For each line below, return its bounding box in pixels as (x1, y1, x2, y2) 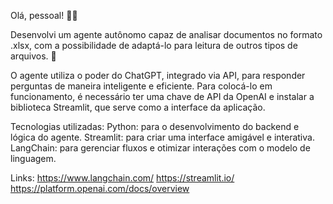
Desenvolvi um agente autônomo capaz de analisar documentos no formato (10, 29, 323, 40)
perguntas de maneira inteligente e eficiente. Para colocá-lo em (10, 80, 273, 92)
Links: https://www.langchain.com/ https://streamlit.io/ (10, 172, 235, 184)
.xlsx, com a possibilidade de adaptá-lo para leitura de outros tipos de (10, 40, 298, 51)
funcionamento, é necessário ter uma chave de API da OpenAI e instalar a (10, 91, 315, 102)
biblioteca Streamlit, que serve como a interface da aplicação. (10, 101, 266, 113)
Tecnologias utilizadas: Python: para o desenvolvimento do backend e (10, 121, 300, 132)
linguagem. (10, 153, 57, 164)
